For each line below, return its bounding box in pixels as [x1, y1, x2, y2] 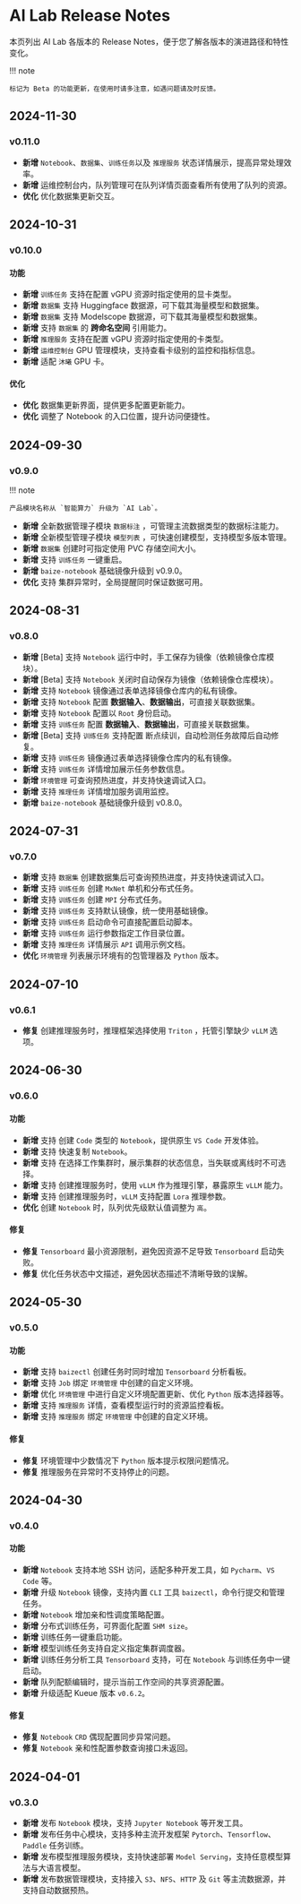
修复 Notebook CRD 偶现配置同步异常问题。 [21, 1731, 176, 1743]
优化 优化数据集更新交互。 [21, 190, 119, 202]
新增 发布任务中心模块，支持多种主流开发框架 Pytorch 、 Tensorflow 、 [21, 1829, 276, 1839]
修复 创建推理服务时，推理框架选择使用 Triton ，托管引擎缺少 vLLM [21, 1025, 269, 1036]
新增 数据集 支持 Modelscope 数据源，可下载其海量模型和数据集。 [21, 311, 262, 323]
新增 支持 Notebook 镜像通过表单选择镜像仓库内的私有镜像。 [21, 685, 242, 695]
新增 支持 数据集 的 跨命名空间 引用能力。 [21, 323, 172, 333]
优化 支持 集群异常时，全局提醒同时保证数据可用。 [21, 577, 208, 588]
